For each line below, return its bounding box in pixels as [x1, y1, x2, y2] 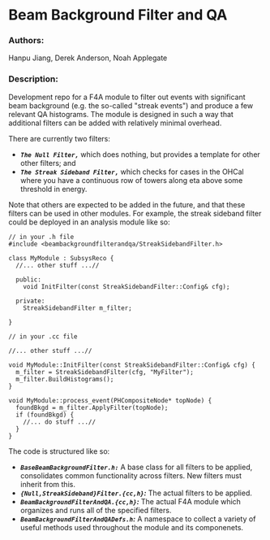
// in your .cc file [8, 332, 79, 341]
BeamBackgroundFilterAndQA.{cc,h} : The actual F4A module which [19, 496, 242, 506]
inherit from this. [19, 479, 75, 489]
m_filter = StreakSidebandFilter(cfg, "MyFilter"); [15, 368, 195, 376]
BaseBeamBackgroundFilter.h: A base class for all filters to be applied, [19, 462, 253, 472]
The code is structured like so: [8, 446, 110, 456]
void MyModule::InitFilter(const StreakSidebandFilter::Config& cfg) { [8, 360, 255, 369]
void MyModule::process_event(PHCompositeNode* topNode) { [8, 396, 212, 404]
